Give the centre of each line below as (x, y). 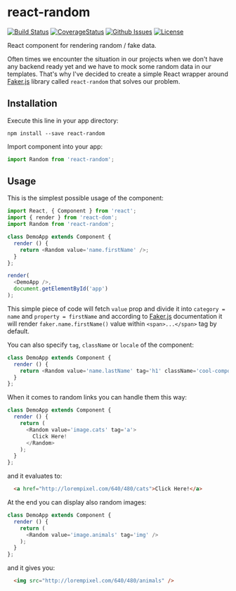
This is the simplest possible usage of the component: (85, 198)
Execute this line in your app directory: (63, 120)
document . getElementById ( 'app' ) (61, 289)
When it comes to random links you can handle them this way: (97, 398)
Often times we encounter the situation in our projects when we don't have (115, 59)
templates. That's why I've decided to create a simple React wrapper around (118, 74)
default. (19, 331)
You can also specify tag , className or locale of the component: (101, 345)
